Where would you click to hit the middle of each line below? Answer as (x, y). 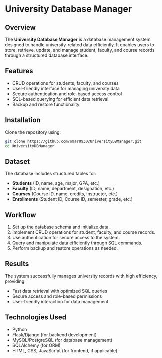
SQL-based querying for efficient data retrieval (60, 99)
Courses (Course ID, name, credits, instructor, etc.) (65, 194)
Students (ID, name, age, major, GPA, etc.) (56, 183)
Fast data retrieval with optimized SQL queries (60, 291)
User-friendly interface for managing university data (66, 88)
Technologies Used (36, 317)
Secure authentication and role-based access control (67, 94)
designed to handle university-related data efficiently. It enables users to (80, 45)
